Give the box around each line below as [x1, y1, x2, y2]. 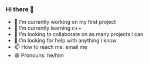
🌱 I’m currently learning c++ [13, 24, 82, 31]
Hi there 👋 [5, 5, 35, 13]
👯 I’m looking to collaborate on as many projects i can [13, 31, 144, 38]
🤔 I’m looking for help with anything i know [13, 37, 117, 44]
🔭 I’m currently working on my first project [13, 19, 116, 26]
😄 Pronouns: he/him [13, 52, 64, 59]
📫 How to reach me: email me [13, 44, 87, 51]
